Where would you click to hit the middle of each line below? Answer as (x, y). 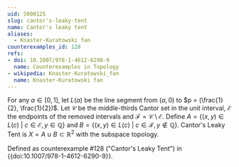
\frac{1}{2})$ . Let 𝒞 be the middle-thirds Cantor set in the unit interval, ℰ (126, 108)
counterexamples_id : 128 (44, 47)
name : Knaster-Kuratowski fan (58, 80)
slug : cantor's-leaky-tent (47, 21)
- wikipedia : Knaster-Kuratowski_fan (63, 73)
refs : (15, 54)
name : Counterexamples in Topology (67, 67)
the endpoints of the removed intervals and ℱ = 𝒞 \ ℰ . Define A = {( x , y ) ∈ (116, 117)
